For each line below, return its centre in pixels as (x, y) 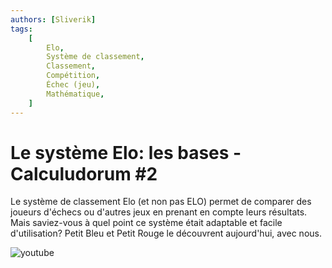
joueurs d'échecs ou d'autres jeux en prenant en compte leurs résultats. (159, 212)
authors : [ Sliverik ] (53, 19)
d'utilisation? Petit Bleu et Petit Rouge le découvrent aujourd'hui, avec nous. (166, 233)
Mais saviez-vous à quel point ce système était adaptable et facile (146, 223)
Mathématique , (75, 94)
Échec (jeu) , (73, 85)
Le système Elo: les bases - (126, 152)
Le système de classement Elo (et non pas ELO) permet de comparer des (161, 202)
